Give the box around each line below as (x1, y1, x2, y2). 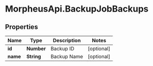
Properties (5, 23, 38, 31)
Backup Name (51, 53, 83, 60)
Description (52, 37, 81, 44)
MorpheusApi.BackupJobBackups (5, 3, 149, 15)
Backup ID (51, 45, 75, 52)
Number (26, 45, 46, 52)
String (26, 53, 41, 60)
